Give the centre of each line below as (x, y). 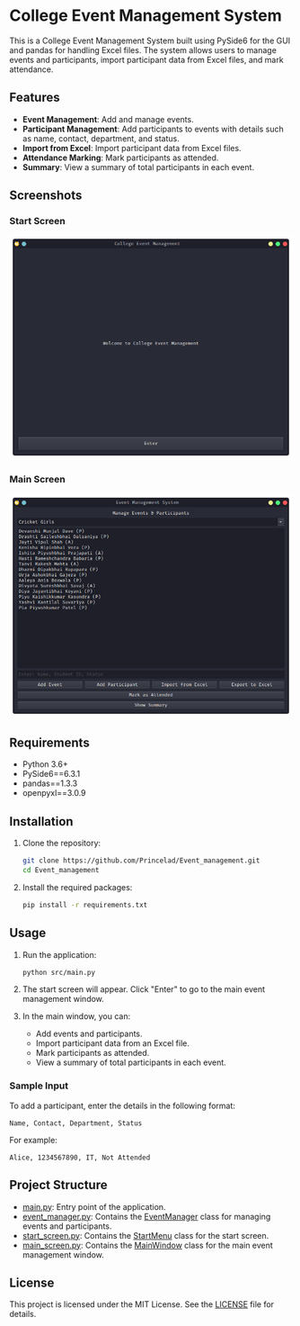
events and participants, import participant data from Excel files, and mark (147, 59)
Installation (41, 821)
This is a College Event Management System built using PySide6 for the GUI (150, 41)
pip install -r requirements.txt (85, 905)
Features (35, 98)
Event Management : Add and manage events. (108, 119)
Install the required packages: (77, 887)
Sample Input (39, 1086)
